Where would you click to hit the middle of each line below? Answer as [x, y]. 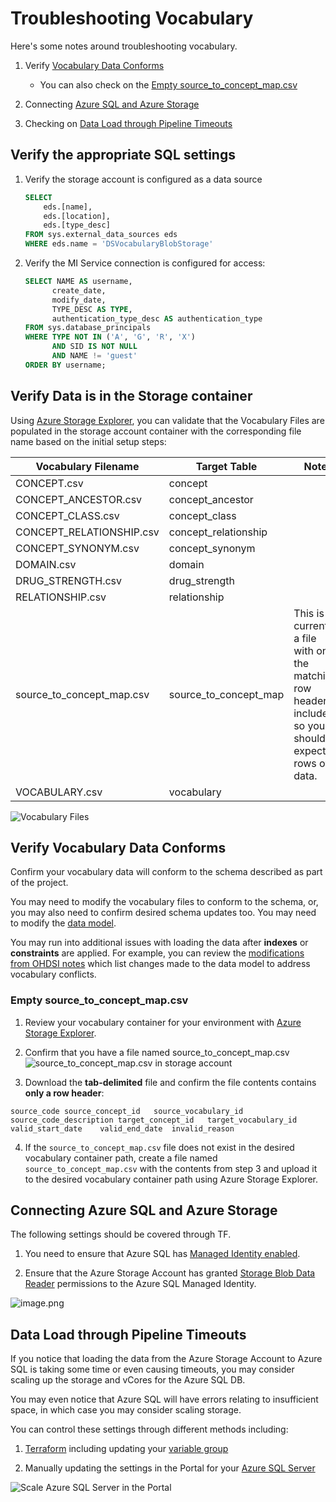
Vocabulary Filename [87, 466]
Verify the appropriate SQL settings [123, 155]
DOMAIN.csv [46, 564]
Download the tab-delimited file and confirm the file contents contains [170, 1082]
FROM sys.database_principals [88, 328]
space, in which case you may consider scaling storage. [126, 1410]
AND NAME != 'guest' [94, 356]
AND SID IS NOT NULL [94, 347]
